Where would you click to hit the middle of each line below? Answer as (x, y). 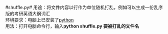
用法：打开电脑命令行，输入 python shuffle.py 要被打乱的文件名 (72, 26)
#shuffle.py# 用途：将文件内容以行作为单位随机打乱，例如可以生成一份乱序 (84, 7)
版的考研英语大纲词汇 (28, 13)
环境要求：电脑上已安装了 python (40, 20)
